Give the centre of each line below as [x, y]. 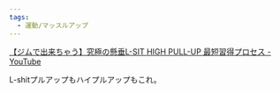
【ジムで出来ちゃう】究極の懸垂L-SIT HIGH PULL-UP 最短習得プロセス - [140, 51]
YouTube [25, 61]
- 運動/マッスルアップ [53, 25]
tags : [19, 17]
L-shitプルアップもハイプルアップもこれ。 [85, 79]
